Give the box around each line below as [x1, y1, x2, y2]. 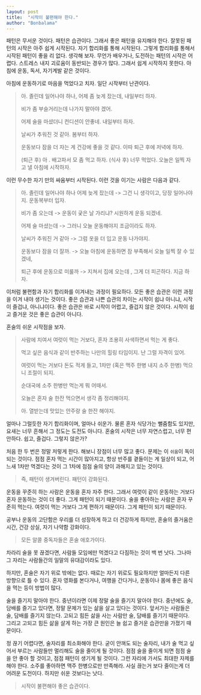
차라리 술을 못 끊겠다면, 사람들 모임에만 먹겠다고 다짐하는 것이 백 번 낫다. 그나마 [6, 549, 192, 556]
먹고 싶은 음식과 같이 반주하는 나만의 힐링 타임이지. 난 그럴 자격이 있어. [20, 349, 186, 356]
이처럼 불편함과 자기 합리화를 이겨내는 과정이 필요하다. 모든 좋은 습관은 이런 [6, 288, 182, 296]
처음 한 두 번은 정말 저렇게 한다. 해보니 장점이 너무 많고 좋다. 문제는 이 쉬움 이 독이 [6, 448, 195, 455]
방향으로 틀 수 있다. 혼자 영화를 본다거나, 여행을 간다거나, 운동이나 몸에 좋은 [6, 577, 182, 584]
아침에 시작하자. [34, 164, 71, 171]
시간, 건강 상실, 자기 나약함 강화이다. [6, 523, 91, 531]
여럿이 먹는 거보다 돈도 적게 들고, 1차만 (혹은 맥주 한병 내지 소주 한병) [20, 362, 182, 369]
